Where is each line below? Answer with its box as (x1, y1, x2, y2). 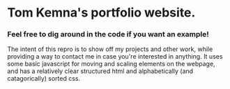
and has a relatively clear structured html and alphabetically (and (7, 67, 194, 75)
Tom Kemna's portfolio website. (7, 5, 196, 21)
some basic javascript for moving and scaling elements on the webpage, (7, 60, 215, 68)
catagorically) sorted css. (7, 75, 81, 83)
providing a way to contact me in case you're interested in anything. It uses (7, 52, 223, 61)
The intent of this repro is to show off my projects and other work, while (7, 45, 213, 53)
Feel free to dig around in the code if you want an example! (7, 30, 209, 39)
